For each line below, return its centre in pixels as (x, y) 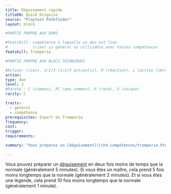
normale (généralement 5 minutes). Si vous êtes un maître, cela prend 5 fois (85, 169)
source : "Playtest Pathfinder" (38, 19)
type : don (16, 80)
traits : (13, 103)
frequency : (17, 122)
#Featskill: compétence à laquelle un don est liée (61, 43)
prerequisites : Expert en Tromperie (44, 117)
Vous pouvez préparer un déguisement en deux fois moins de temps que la (84, 164)
